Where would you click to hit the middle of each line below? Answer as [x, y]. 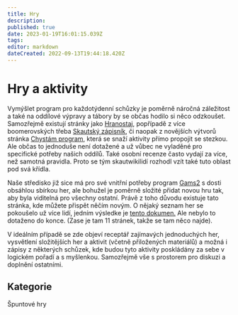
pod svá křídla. [29, 169]
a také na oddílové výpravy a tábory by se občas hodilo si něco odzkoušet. [117, 116]
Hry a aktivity [48, 89]
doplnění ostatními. [35, 265]
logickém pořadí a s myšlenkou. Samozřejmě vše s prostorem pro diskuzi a [117, 257]
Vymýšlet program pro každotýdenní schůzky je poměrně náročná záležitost [119, 108]
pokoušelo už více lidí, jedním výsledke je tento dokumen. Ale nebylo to [112, 213]
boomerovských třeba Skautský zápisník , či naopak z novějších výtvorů [112, 131]
